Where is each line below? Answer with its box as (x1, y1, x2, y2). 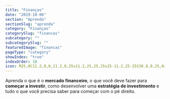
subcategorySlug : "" (5, 40, 49, 45)
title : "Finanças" (5, 7, 44, 13)
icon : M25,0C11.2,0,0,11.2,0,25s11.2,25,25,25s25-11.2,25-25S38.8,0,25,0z (5, 64, 166, 69)
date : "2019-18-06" (5, 12, 47, 17)
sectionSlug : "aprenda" (5, 21, 56, 27)
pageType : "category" (5, 49, 51, 55)
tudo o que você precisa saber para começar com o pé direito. (5, 88, 136, 94)
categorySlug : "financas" (5, 31, 60, 36)
